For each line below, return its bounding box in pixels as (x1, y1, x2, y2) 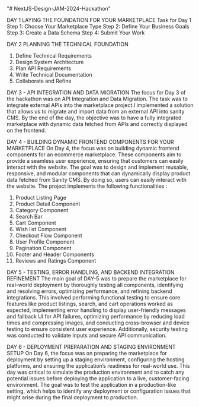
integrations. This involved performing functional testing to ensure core (7, 294, 181, 301)
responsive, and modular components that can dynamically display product (7, 170, 191, 177)
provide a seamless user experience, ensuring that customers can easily (7, 157, 184, 164)
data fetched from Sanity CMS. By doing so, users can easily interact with (7, 176, 187, 183)
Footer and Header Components (15, 251, 94, 258)
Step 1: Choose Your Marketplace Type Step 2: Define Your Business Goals (7, 23, 190, 30)
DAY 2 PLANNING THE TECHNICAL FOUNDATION (7, 41, 129, 48)
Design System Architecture (15, 59, 84, 65)
